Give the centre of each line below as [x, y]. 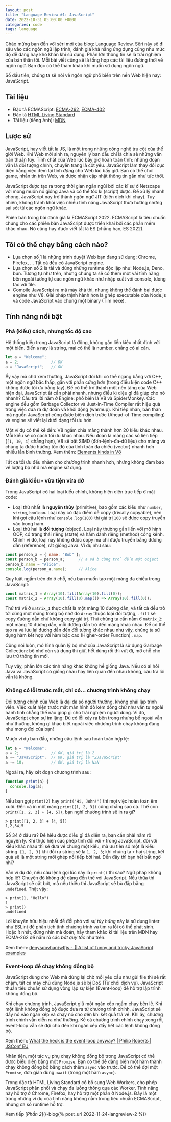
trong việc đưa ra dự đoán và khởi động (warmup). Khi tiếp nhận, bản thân [83, 409]
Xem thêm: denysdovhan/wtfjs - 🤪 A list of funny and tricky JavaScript [79, 947]
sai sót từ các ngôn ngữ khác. [36, 208]
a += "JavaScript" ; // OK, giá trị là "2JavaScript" [64, 758]
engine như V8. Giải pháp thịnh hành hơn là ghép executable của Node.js [89, 295]
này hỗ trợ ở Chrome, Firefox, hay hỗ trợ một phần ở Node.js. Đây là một [81, 1093]
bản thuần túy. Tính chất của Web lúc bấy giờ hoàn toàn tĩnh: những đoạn [82, 159]
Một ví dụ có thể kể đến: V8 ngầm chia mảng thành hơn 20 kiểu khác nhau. [84, 430]
